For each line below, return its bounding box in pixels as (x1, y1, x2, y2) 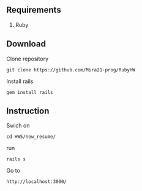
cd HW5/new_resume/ (6, 134, 56, 140)
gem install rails (6, 89, 53, 95)
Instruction (6, 106, 50, 117)
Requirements (6, 5, 61, 15)
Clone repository (6, 55, 49, 62)
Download (6, 39, 46, 49)
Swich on (6, 122, 30, 129)
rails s (6, 156, 26, 162)
